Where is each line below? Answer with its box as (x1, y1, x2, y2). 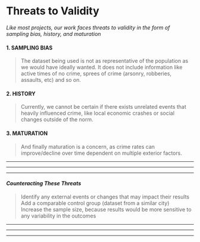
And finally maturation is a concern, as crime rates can (20, 143, 155, 150)
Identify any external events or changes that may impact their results (20, 193, 189, 200)
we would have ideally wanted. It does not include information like (20, 64, 183, 71)
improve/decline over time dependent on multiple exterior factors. (20, 149, 183, 157)
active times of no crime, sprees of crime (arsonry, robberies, (20, 70, 171, 77)
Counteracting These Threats (6, 180, 82, 187)
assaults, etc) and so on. (20, 76, 82, 84)
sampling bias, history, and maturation (6, 30, 101, 37)
